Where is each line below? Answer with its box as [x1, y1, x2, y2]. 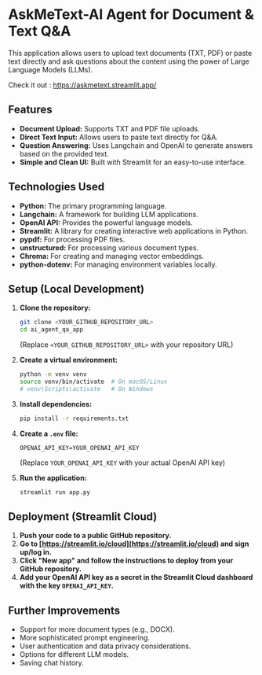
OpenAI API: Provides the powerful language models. [19, 218, 194, 227]
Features [8, 103, 53, 116]
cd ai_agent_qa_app [19, 326, 84, 334]
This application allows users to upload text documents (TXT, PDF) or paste [8, 48, 253, 57]
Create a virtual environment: [19, 356, 118, 365]
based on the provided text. [19, 149, 110, 158]
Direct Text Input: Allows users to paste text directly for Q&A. [19, 132, 218, 142]
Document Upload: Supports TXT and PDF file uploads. [19, 124, 200, 133]
